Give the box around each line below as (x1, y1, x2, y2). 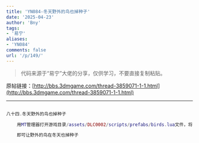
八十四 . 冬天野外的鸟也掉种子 (6, 110, 66, 117)
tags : (6, 25, 20, 31)
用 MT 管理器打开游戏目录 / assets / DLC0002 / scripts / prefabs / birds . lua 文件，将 (17, 122, 193, 128)
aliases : (6, 36, 28, 42)
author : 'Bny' (6, 19, 41, 25)
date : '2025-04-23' (6, 14, 54, 20)
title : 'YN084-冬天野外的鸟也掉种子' (6, 8, 91, 15)
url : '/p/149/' (6, 53, 44, 58)
